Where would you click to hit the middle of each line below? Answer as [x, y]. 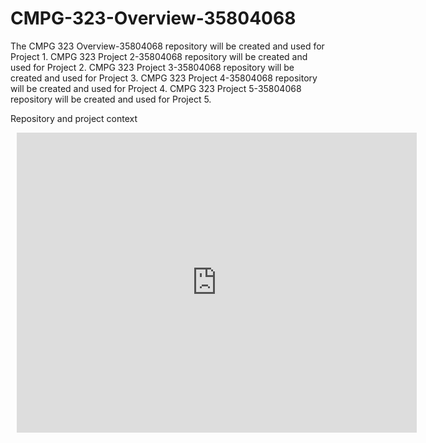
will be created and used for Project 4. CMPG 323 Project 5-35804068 [156, 88]
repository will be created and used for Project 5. [111, 99]
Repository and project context [74, 118]
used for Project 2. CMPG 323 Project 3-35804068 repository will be [152, 67]
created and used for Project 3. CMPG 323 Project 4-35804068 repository [164, 78]
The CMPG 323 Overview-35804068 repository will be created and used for [167, 46]
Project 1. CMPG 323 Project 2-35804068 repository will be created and [159, 56]
